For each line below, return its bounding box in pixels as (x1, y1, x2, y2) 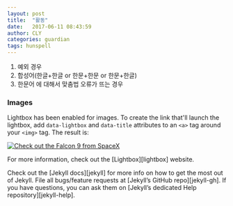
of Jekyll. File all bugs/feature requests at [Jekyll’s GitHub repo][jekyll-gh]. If (7, 176, 227, 184)
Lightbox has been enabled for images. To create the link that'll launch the (7, 113, 220, 122)
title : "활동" (7, 17, 49, 24)
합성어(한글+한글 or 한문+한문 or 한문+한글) (17, 71, 138, 79)
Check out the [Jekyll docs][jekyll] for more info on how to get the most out (7, 168, 224, 177)
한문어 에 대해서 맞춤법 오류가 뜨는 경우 (17, 80, 124, 88)
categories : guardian (7, 36, 70, 43)
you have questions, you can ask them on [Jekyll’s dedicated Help (7, 184, 197, 192)
